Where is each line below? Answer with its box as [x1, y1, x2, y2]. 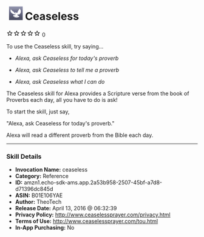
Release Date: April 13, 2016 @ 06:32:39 [15, 205, 117, 212]
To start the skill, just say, [6, 108, 70, 115]
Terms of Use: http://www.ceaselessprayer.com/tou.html [15, 218, 158, 225]
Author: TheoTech [15, 198, 62, 205]
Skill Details [6, 152, 42, 161]
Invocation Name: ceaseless [15, 166, 88, 173]
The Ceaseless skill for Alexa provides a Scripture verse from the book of [6, 90, 189, 97]
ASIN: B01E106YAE [15, 192, 63, 199]
